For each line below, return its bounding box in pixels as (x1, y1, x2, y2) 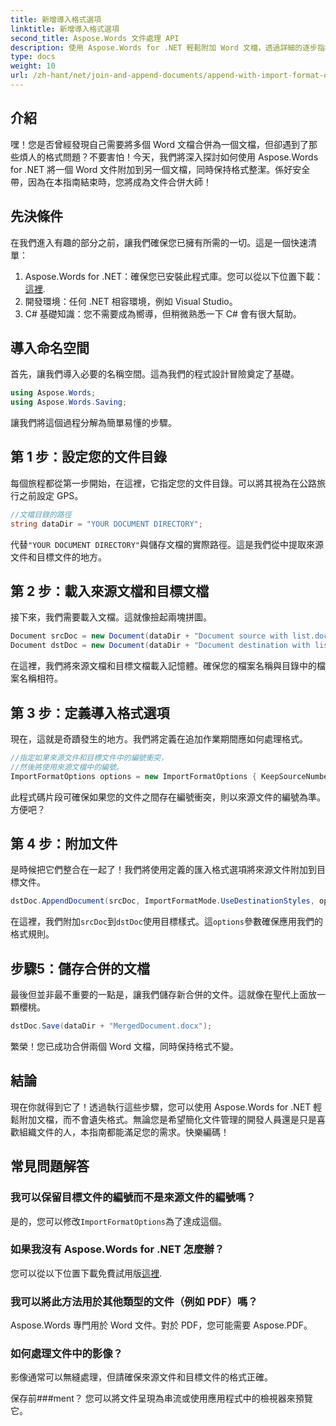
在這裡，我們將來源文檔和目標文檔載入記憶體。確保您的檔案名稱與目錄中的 (10, 660, 317, 672)
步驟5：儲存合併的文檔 (10, 960, 151, 977)
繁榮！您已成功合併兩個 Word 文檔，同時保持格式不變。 (10, 1041, 239, 1052)
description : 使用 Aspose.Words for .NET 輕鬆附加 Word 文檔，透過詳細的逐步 (10, 42, 318, 53)
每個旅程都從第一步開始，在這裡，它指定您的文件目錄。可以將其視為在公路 (10, 477, 317, 489)
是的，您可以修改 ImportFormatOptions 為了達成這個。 (10, 1215, 228, 1227)
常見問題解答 (10, 1158, 90, 1175)
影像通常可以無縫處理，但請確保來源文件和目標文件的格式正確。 (10, 1371, 273, 1383)
